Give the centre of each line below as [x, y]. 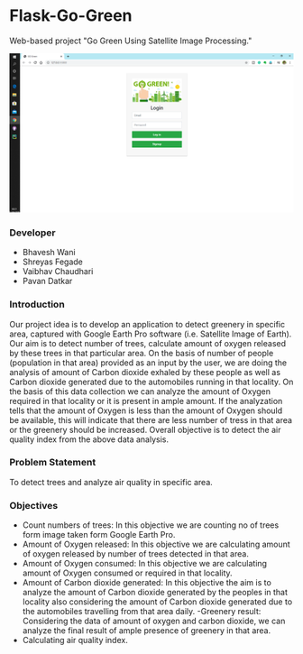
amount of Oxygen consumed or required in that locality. [127, 573]
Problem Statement [53, 463]
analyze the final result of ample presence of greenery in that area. [147, 631]
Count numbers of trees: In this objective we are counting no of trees [151, 525]
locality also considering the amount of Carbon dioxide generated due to [157, 602]
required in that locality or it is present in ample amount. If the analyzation [146, 401]
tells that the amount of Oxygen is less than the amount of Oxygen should [146, 410]
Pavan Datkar [47, 281]
